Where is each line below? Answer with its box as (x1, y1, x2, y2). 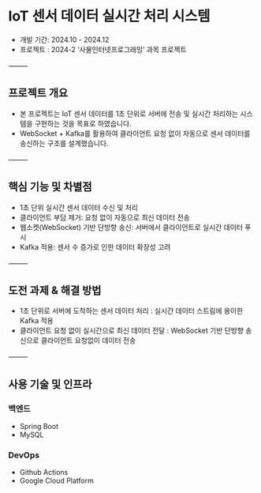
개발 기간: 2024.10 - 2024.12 (19, 35, 110, 44)
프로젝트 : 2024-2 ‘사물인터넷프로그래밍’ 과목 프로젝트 (19, 44, 187, 54)
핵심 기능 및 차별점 (8, 180, 92, 194)
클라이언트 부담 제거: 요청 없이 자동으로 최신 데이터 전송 (19, 213, 191, 222)
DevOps (8, 450, 40, 461)
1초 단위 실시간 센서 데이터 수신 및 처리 (19, 202, 139, 212)
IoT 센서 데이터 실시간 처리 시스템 (8, 7, 211, 25)
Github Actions (19, 468, 69, 477)
